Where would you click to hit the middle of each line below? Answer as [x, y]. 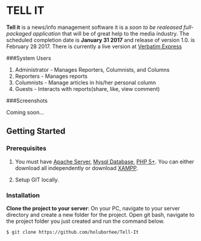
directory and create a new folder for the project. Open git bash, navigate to [101, 214]
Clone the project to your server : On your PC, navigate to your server [93, 208]
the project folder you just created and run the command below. [85, 221]
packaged [19, 33]
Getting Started [36, 131]
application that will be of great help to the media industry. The [111, 33]
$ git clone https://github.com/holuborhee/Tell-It [72, 232]
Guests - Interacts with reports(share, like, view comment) [87, 89]
